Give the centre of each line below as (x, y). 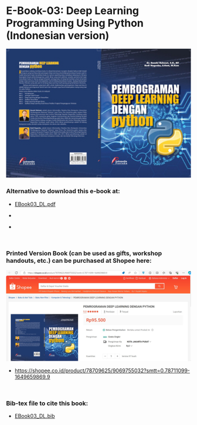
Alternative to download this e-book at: (63, 191)
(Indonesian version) (58, 36)
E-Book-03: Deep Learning (73, 11)
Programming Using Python (75, 23)
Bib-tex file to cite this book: (47, 403)
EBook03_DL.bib (35, 416)
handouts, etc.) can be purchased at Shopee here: (79, 261)
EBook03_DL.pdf (35, 204)
